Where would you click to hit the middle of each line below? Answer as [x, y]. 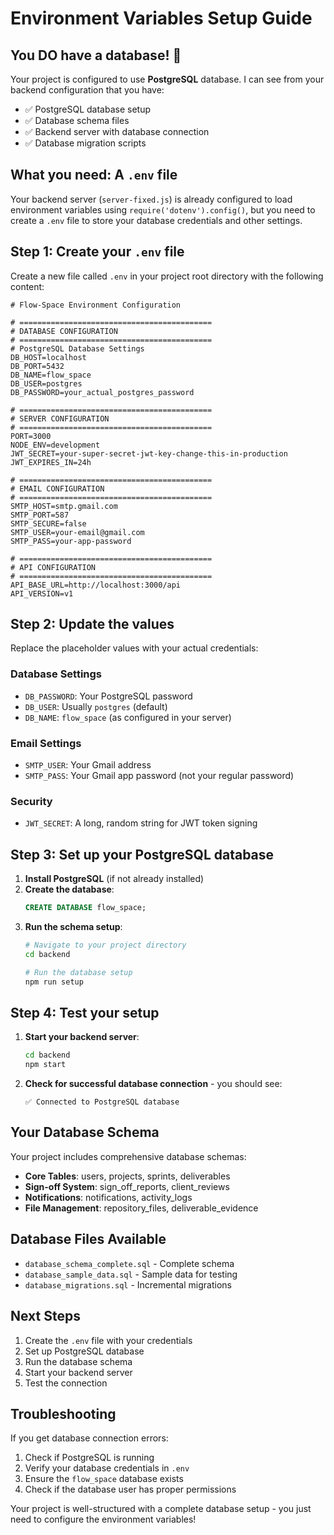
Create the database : [69, 889]
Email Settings [46, 743]
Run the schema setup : [73, 927]
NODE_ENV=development [55, 445]
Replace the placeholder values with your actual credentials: [134, 648]
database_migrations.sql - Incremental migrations [128, 1284]
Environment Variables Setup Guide [161, 18]
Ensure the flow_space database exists [104, 1479]
